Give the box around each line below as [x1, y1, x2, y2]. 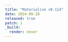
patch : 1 [5, 20, 23, 26]
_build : [5, 25, 21, 30]
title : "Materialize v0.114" [5, 7, 64, 12]
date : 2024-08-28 [5, 12, 40, 16]
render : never [9, 29, 38, 34]
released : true [5, 16, 36, 21]
